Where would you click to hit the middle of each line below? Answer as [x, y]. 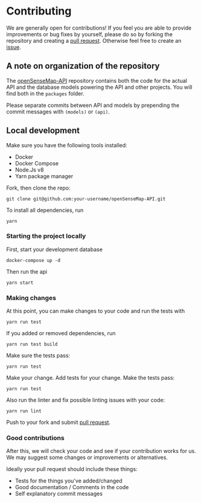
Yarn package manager [44, 176]
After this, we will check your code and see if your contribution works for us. [101, 451]
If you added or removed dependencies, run [61, 333]
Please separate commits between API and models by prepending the [93, 105]
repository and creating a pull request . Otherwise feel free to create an [94, 40]
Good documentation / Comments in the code [72, 487]
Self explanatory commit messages [59, 494]
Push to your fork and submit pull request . [58, 422]
